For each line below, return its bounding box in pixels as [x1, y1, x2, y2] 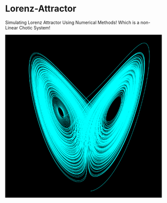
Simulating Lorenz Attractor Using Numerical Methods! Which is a [5, 19, 140, 25]
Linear [5, 24, 18, 30]
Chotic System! [19, 24, 51, 30]
